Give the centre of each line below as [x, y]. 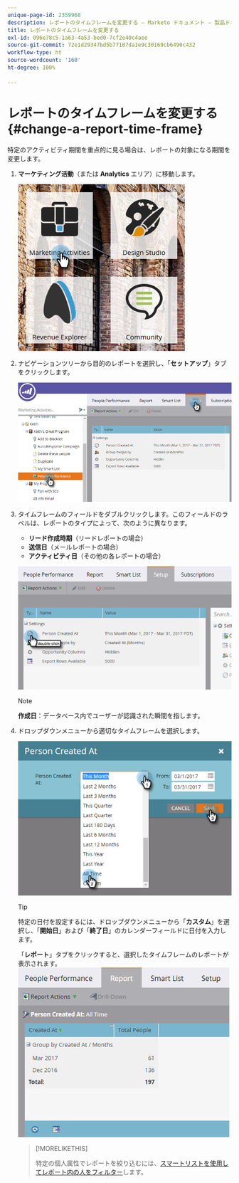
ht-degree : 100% [31, 68]
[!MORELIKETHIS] [62, 1148]
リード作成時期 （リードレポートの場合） [87, 538]
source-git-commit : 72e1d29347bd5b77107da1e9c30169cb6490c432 [101, 45]
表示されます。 [39, 963]
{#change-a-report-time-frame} [105, 129]
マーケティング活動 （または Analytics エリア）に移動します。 [108, 174]
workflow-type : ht [34, 53]
